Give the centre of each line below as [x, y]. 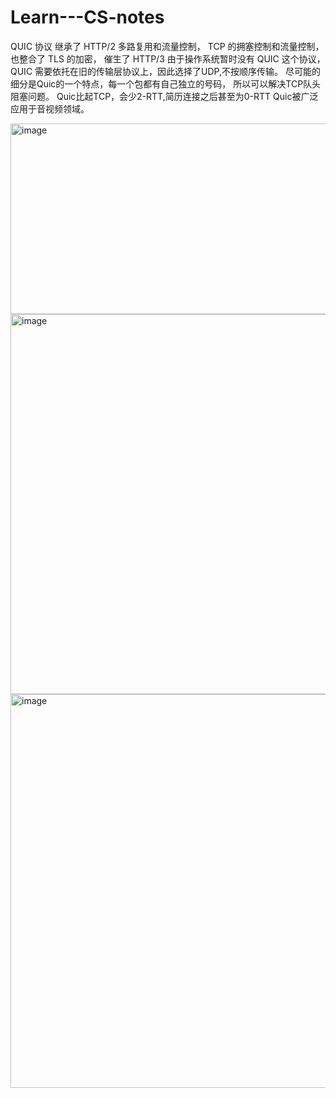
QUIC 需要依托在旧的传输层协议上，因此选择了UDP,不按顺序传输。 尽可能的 [165, 71]
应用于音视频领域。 [50, 108]
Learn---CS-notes [87, 17]
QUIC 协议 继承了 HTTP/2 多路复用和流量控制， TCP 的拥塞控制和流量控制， [167, 46]
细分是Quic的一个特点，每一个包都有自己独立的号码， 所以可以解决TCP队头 [166, 83]
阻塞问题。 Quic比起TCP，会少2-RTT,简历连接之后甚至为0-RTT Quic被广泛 [164, 96]
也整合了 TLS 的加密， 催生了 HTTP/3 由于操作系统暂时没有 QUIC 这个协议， [168, 58]
